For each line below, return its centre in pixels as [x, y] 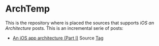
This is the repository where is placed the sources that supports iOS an [80, 23]
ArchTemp [27, 9]
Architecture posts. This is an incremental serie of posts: [64, 28]
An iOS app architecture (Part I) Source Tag [58, 38]
